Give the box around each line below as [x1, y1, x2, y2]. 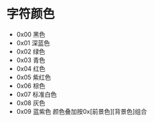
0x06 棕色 [16, 82, 45, 90]
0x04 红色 [16, 64, 46, 73]
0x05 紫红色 [16, 73, 52, 81]
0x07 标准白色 [16, 90, 57, 98]
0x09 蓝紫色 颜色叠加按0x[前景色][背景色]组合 [16, 107, 147, 115]
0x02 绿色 [16, 47, 45, 56]
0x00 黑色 [16, 30, 45, 38]
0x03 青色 [16, 56, 45, 64]
